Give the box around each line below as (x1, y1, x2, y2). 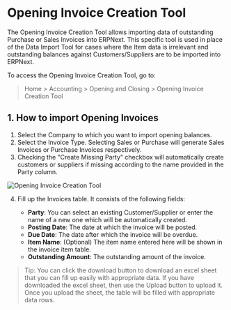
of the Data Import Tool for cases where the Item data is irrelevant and (7, 42, 209, 51)
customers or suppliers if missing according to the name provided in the (17, 160, 224, 169)
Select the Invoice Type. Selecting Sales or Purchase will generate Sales (17, 138, 225, 146)
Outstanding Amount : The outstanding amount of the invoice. (27, 252, 207, 261)
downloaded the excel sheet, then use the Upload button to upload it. (24, 281, 223, 289)
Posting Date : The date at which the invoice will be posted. (27, 223, 198, 231)
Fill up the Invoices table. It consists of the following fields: (17, 194, 186, 203)
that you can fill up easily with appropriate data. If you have (24, 273, 195, 281)
